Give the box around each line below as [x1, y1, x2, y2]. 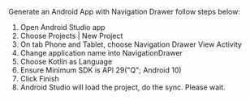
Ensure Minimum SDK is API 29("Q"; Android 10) [19, 65, 182, 75]
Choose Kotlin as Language [19, 56, 113, 66]
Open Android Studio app [19, 23, 106, 31]
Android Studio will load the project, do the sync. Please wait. [19, 82, 226, 92]
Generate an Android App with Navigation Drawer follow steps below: [8, 7, 241, 16]
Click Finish [19, 74, 59, 83]
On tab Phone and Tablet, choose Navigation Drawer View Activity [19, 40, 242, 49]
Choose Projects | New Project [19, 31, 123, 40]
